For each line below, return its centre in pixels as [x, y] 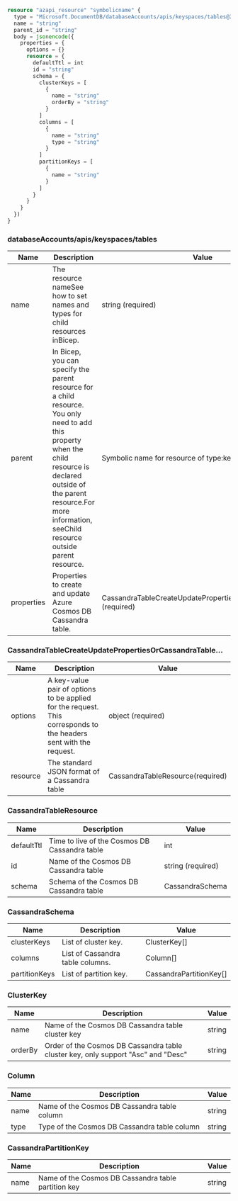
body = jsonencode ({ [44, 36]
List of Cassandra [91, 954]
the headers [67, 733]
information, [72, 520]
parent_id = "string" [46, 30]
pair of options [72, 689]
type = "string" [76, 142]
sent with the [69, 743]
